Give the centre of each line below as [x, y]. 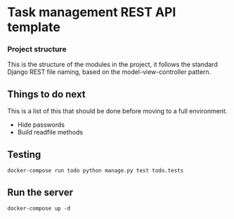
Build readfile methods [50, 132]
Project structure [37, 49]
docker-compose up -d [39, 208]
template [34, 27]
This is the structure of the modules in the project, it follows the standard [112, 65]
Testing [24, 155]
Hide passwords [41, 125]
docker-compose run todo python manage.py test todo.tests [96, 171]
